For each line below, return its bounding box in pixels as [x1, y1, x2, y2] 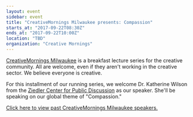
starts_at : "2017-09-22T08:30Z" [6, 24, 85, 31]
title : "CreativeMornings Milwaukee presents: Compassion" [6, 19, 153, 25]
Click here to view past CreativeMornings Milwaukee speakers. [6, 104, 158, 111]
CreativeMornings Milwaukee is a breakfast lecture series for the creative [6, 56, 183, 64]
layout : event [6, 8, 41, 15]
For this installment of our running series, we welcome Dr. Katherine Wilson [6, 80, 188, 87]
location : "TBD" [6, 36, 46, 41]
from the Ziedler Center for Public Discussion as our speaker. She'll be [6, 87, 175, 94]
